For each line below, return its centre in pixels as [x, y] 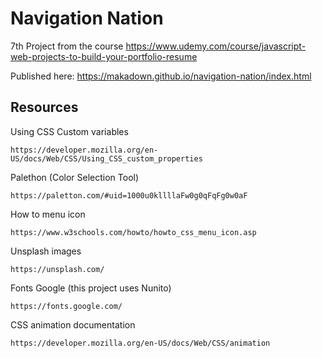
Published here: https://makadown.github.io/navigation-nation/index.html [161, 76]
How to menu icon [48, 214]
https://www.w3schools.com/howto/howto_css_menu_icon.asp [133, 232]
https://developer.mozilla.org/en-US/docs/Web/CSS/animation [140, 343]
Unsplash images [46, 251]
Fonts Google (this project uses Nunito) [91, 288]
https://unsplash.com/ [57, 269]
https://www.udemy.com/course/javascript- [216, 46]
